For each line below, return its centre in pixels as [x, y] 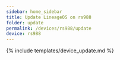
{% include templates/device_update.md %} [60, 50]
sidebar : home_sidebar [34, 12]
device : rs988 [24, 34]
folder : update [25, 23]
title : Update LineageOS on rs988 [49, 17]
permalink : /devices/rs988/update [49, 28]
